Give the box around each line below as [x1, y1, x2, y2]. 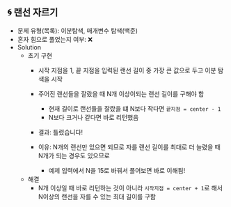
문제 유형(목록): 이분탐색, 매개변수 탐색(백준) [17, 26, 138, 35]
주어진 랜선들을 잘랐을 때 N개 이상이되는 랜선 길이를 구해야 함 [38, 89, 205, 98]
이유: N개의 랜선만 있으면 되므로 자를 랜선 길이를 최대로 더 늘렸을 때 [38, 142, 221, 151]
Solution [17, 43, 42, 51]
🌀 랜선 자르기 [7, 6, 58, 19]
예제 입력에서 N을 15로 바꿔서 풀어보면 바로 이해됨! [48, 166, 186, 174]
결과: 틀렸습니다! [38, 128, 83, 136]
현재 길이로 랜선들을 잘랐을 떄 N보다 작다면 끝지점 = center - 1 [48, 104, 221, 113]
